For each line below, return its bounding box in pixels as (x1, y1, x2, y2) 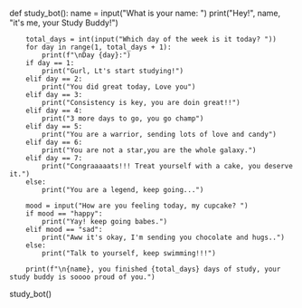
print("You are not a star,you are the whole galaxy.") (42, 146, 257, 155)
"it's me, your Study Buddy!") (9, 17, 119, 28)
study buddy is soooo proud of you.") (9, 273, 156, 282)
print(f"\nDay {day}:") (42, 51, 131, 60)
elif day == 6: (25, 138, 83, 147)
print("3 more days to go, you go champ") (42, 114, 204, 123)
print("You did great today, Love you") (42, 82, 196, 91)
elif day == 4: (25, 106, 83, 115)
